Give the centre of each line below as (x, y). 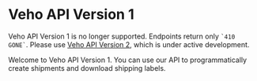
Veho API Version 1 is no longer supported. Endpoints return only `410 (122, 36)
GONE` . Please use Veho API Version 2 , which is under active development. (129, 44)
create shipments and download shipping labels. (87, 68)
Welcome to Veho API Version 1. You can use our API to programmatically (128, 60)
